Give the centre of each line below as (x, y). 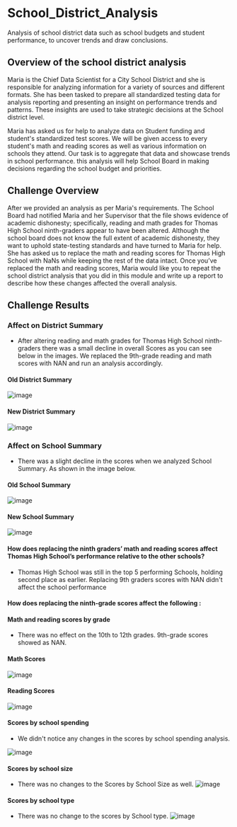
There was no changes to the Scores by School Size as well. (105, 785)
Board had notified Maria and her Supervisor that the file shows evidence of (118, 215)
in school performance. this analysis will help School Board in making (108, 161)
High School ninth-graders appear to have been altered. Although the (109, 230)
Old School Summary (39, 485)
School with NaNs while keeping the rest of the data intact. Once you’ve (112, 261)
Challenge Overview (53, 191)
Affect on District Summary (56, 325)
